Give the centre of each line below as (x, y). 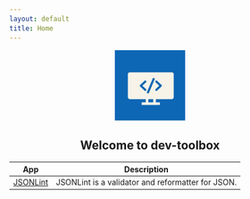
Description (146, 169)
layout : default (39, 19)
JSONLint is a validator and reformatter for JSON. (146, 182)
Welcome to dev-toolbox (150, 145)
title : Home (31, 28)
